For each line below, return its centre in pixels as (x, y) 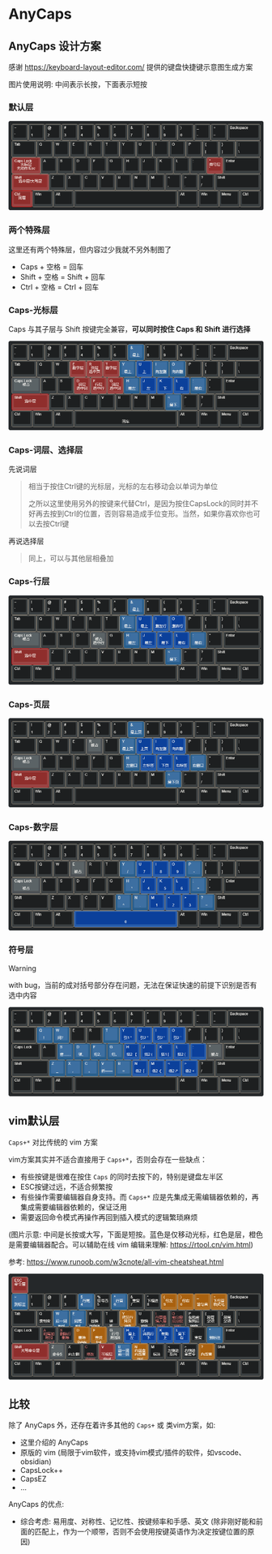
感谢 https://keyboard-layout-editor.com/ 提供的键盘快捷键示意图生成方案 (131, 67)
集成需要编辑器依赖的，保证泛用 (73, 1207)
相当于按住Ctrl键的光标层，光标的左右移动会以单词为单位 (123, 487)
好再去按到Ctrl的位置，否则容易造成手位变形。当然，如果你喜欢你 (137, 514)
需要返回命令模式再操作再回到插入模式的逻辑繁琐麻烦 (109, 1217)
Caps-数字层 (33, 827)
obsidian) (36, 1462)
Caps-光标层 (33, 310)
